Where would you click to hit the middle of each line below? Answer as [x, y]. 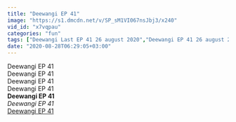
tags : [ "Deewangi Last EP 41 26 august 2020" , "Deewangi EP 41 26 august [116, 40]
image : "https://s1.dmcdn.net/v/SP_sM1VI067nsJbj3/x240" [92, 20]
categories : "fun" [34, 33]
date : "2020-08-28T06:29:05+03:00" [59, 46]
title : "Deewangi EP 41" [44, 14]
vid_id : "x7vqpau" [34, 27]
